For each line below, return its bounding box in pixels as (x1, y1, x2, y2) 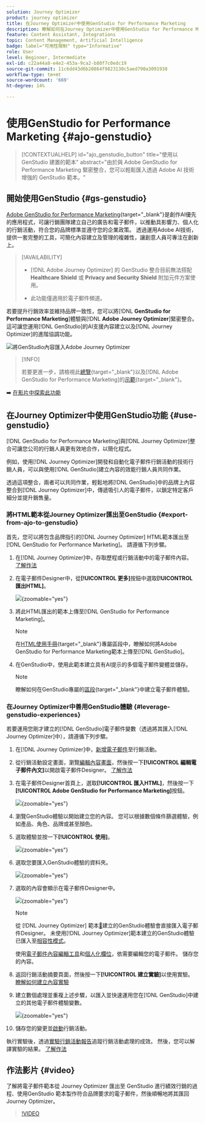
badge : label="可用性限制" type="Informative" (6, 43, 122, 50)
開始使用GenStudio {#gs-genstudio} (6, 193, 147, 204)
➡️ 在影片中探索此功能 (6, 389, 61, 396)
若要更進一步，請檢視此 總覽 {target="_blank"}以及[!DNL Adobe (21, 368, 179, 375)
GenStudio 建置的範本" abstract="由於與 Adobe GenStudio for (21, 158, 178, 166)
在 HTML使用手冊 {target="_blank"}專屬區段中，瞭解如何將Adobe (15, 640, 177, 647)
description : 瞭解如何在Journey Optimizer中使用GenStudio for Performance (6, 26, 193, 32)
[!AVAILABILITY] (21, 253, 62, 260)
